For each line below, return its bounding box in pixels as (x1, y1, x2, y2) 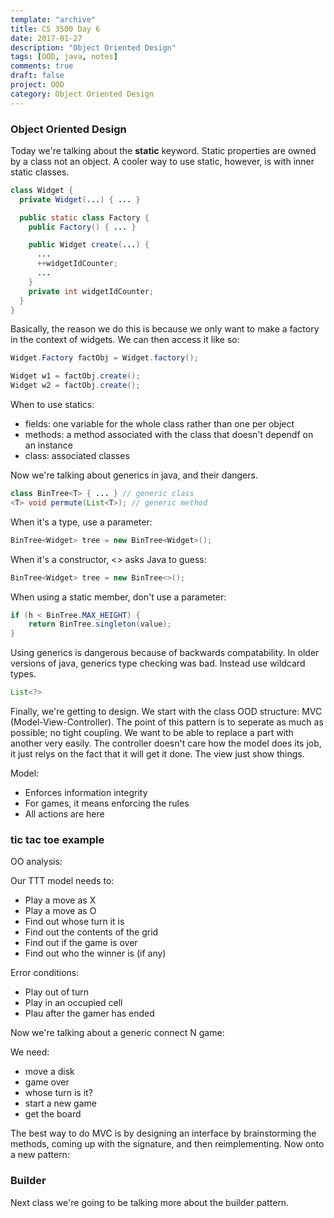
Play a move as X (24, 894, 97, 906)
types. (10, 668, 37, 680)
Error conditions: (10, 967, 80, 979)
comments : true (10, 61, 74, 71)
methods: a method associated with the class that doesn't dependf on (24, 429, 314, 441)
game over (24, 1076, 70, 1088)
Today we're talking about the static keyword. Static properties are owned (10, 144, 317, 156)
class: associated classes (24, 450, 130, 462)
